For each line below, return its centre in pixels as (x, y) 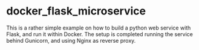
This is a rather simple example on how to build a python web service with (99, 28)
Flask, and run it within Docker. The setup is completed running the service (100, 34)
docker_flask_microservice (76, 11)
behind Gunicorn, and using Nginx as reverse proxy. (71, 40)
